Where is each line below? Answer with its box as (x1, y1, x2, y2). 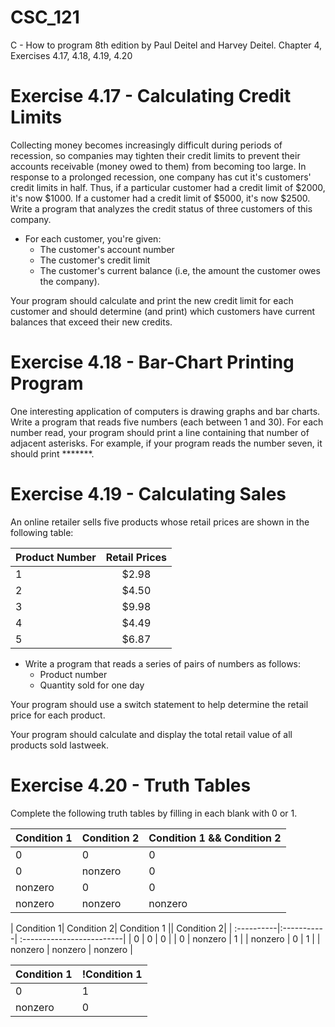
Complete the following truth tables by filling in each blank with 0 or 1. (10, 807, 298, 819)
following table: (10, 526, 74, 538)
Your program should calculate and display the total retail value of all (10, 728, 293, 740)
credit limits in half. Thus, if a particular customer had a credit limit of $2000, (10, 181, 326, 193)
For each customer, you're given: (24, 232, 162, 245)
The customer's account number (39, 243, 175, 255)
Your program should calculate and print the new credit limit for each (10, 294, 294, 306)
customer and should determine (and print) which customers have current (10, 305, 316, 317)
